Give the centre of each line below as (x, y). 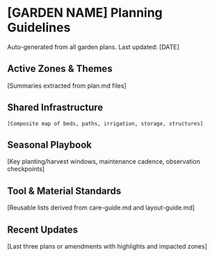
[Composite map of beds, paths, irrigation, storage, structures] (105, 123)
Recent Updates (43, 229)
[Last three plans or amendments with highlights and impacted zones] (107, 246)
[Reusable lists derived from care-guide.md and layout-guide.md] (101, 208)
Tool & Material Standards (64, 190)
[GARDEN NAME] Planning (85, 13)
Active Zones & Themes (60, 69)
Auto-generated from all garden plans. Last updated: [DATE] (93, 47)
